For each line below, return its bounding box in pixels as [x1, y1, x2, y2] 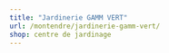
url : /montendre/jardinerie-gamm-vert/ [9, 22, 161, 31]
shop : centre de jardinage [9, 30, 112, 39]
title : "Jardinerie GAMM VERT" [9, 13, 128, 22]
